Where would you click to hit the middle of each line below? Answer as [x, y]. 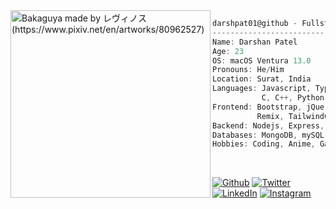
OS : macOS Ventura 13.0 [262, 60]
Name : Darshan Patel [255, 42]
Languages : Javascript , [262, 89]
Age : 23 [228, 51]
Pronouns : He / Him [248, 70]
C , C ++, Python [293, 98]
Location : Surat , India [262, 79]
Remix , [270, 116]
